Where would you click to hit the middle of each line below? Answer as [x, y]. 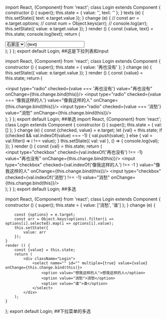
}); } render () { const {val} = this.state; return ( [54, 146]
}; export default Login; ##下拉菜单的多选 [48, 311]
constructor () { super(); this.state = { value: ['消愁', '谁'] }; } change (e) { [80, 205]
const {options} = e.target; [45, 215]
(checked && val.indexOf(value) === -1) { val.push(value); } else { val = [79, 135]
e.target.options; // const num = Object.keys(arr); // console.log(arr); [76, 23]
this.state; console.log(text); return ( [43, 34]
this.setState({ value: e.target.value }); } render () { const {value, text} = [79, 29]
